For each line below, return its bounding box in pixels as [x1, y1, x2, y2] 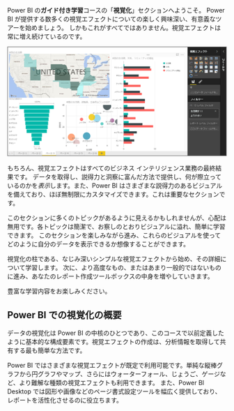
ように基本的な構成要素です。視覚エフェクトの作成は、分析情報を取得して [7, 338, 221, 346]
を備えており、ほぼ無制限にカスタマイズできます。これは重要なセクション [7, 190, 219, 198]
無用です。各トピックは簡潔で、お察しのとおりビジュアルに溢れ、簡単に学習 [7, 222, 226, 230]
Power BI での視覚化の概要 [7, 309, 122, 321]
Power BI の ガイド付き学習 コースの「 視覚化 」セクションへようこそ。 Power [7, 6, 225, 14]
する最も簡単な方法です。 [13, 346, 86, 354]
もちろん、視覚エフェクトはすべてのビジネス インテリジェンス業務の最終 [7, 163, 216, 172]
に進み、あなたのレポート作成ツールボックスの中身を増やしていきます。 [7, 271, 214, 281]
